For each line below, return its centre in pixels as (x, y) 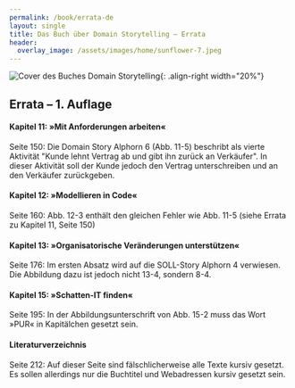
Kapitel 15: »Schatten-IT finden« (71, 294)
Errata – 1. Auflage (61, 104)
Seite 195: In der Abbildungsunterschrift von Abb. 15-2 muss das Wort (138, 315)
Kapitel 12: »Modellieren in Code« (73, 195)
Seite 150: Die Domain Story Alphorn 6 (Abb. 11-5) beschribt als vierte (137, 146)
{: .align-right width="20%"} (212, 76)
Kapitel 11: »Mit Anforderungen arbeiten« (88, 127)
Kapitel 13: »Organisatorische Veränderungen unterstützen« (124, 245)
